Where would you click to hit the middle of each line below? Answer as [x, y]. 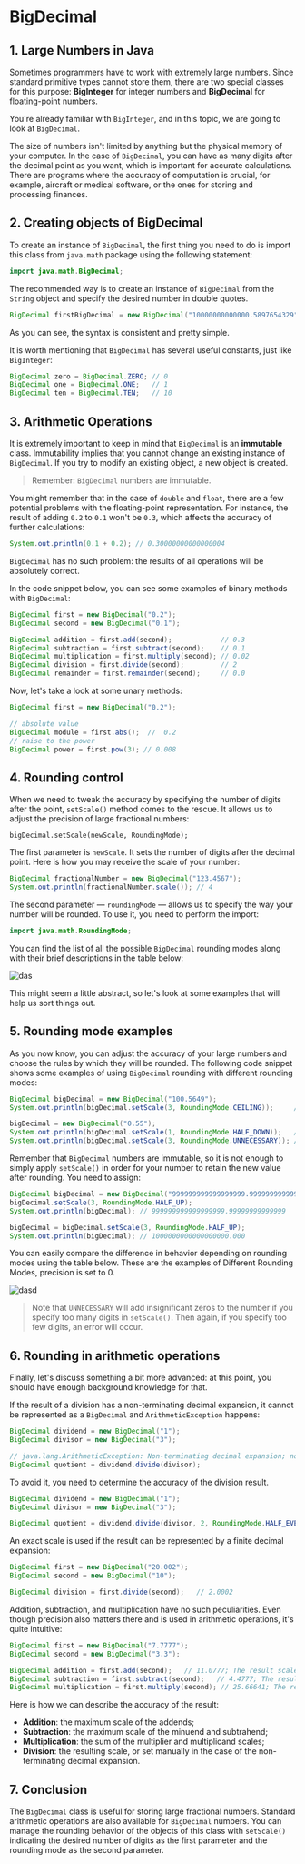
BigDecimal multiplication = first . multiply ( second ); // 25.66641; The [148, 1688]
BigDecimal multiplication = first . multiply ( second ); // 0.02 [129, 657]
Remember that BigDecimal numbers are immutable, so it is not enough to [147, 1158]
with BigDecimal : [40, 598]
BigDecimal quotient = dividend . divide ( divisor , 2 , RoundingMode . [138, 1524]
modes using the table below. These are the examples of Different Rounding [151, 1263]
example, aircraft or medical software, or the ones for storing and [132, 185]
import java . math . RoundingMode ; [70, 931]
